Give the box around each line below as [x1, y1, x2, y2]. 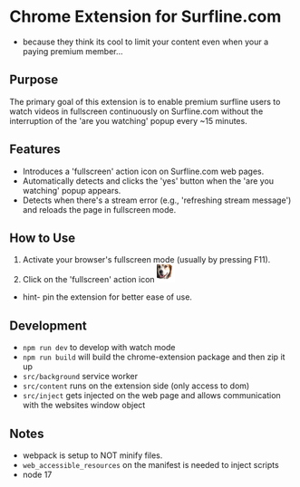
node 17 [22, 469, 53, 480]
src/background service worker [22, 371, 139, 382]
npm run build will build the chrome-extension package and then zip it [22, 351, 285, 363]
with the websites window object [22, 400, 146, 411]
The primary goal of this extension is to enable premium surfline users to [9, 96, 281, 107]
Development [9, 318, 88, 333]
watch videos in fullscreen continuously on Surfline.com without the [9, 106, 264, 117]
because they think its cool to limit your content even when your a [22, 36, 269, 47]
